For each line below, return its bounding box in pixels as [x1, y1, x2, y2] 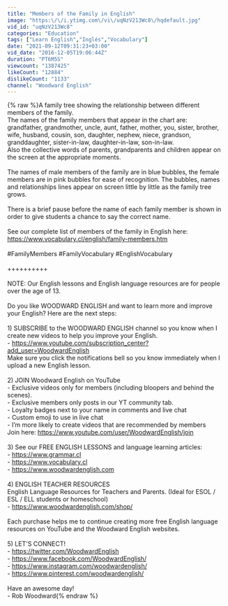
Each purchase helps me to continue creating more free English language [7, 517, 218, 526]
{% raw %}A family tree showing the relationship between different [7, 101, 200, 109]
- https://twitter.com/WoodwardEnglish [7, 547, 119, 556]
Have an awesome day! [7, 584, 75, 593]
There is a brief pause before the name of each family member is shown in [7, 205, 222, 213]
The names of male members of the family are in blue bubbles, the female [7, 168, 220, 176]
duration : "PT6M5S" [7, 56, 64, 63]
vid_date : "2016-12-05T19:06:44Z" [7, 50, 108, 57]
